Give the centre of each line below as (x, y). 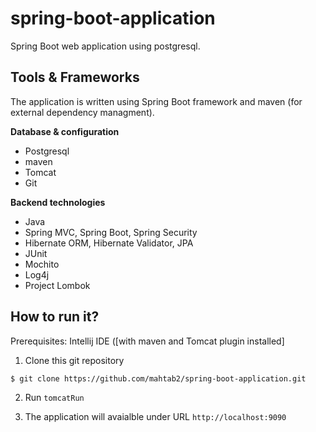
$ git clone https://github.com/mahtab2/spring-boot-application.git (158, 378)
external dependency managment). (82, 112)
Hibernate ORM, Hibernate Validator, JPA (109, 243)
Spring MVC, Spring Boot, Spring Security (111, 232)
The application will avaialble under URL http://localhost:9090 (155, 416)
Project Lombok (57, 285)
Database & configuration (65, 131)
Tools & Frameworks (75, 77)
